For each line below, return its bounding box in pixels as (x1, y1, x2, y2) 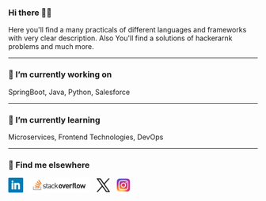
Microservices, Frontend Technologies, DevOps (8, 132, 164, 142)
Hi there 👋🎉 (8, 7, 52, 18)
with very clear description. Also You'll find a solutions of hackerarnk (8, 33, 233, 43)
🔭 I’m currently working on (8, 69, 112, 80)
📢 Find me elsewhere (8, 159, 90, 170)
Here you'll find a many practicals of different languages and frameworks (8, 25, 247, 35)
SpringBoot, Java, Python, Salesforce (8, 87, 131, 97)
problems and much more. (8, 42, 95, 51)
